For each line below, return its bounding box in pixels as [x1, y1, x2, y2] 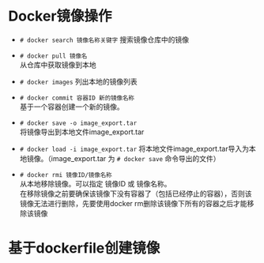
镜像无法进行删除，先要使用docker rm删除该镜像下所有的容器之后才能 [19, 198, 247, 208]
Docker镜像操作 [8, 7, 112, 25]
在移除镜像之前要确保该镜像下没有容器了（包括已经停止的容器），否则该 [19, 189, 252, 198]
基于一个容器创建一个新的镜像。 [19, 102, 124, 111]
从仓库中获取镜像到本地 [19, 60, 96, 70]
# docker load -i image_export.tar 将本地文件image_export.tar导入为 [19, 144, 249, 153]
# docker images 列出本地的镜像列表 [19, 77, 138, 86]
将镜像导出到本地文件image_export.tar [19, 127, 145, 137]
